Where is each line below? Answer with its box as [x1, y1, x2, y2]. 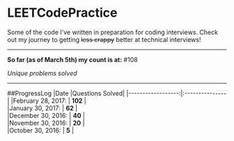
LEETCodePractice [7, 5, 118, 21]
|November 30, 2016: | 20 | [7, 119, 85, 127]
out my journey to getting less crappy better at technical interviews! [7, 35, 201, 43]
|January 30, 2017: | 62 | [7, 103, 78, 112]
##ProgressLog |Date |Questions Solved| [7, 89, 125, 97]
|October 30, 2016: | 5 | [7, 126, 75, 134]
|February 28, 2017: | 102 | [10, 96, 87, 105]
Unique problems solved [7, 68, 78, 77]
